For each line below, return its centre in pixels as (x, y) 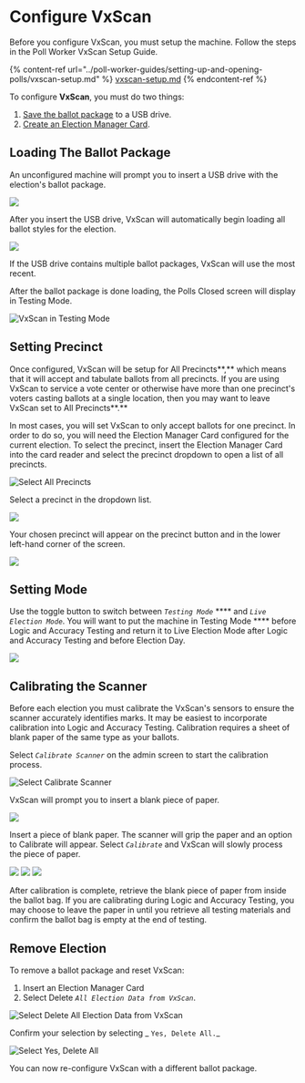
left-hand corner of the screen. (67, 543)
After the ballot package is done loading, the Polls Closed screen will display (152, 291)
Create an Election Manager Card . (86, 124)
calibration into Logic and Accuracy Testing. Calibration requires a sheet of (150, 727)
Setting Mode (49, 589)
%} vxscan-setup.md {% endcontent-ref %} (184, 78)
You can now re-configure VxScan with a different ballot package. (133, 1068)
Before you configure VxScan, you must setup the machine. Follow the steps (153, 42)
